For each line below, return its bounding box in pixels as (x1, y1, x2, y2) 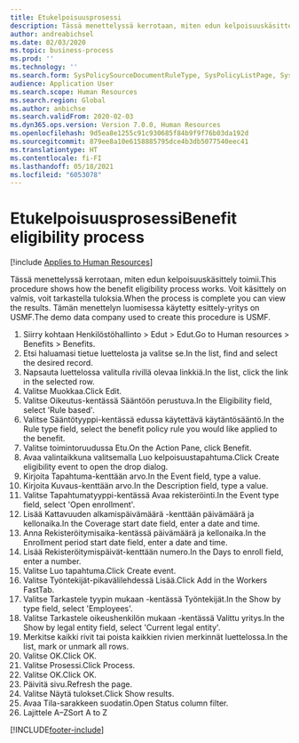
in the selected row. (22, 376, 96, 387)
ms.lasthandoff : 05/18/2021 (10, 162, 114, 171)
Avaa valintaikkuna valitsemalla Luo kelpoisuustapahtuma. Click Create (22, 452, 280, 463)
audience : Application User (10, 79, 114, 88)
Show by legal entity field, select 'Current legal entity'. (22, 622, 221, 633)
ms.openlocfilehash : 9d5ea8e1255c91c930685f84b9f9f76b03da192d (10, 129, 249, 138)
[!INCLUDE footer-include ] (10, 724, 105, 735)
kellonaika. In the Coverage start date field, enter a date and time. (22, 518, 261, 529)
